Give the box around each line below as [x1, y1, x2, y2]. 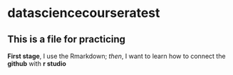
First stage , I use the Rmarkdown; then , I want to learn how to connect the [7, 52, 226, 60]
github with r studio [7, 59, 66, 68]
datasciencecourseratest [7, 5, 160, 21]
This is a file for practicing [7, 33, 126, 45]
